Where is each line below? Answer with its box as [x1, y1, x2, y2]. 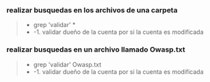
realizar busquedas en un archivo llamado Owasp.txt [6, 45, 185, 54]
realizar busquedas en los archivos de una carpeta [6, 5, 178, 15]
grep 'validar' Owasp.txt [33, 60, 102, 68]
